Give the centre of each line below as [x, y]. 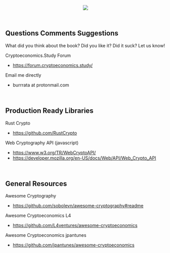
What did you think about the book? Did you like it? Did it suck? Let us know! [85, 45]
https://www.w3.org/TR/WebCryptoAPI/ [54, 152]
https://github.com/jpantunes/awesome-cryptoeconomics [74, 245]
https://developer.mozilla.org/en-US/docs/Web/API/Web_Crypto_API [84, 158]
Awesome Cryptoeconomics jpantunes [46, 235]
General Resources [36, 184]
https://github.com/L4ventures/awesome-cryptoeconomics [75, 226]
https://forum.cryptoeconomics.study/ [53, 65]
